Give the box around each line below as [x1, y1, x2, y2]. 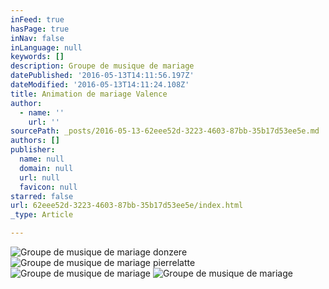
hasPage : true [10, 24, 70, 34]
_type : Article [10, 210, 74, 220]
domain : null [19, 163, 74, 173]
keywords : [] [10, 52, 65, 62]
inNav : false [10, 33, 65, 43]
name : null [19, 154, 65, 164]
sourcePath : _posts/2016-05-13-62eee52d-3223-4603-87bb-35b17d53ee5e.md [10, 126, 320, 136]
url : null [19, 172, 60, 183]
